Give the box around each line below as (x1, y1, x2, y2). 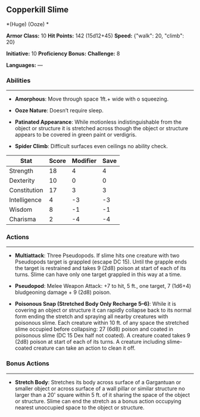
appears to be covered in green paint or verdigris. (14, 131, 137, 139)
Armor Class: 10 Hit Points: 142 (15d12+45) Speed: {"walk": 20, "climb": (6, 32, 185, 39)
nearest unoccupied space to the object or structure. (14, 404, 145, 411)
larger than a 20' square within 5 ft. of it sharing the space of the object (14, 391, 190, 398)
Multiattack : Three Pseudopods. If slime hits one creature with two (14, 252, 180, 259)
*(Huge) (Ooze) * (6, 20, 49, 27)
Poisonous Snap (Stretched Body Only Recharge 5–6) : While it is (14, 300, 177, 308)
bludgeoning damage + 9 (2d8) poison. (14, 289, 111, 296)
